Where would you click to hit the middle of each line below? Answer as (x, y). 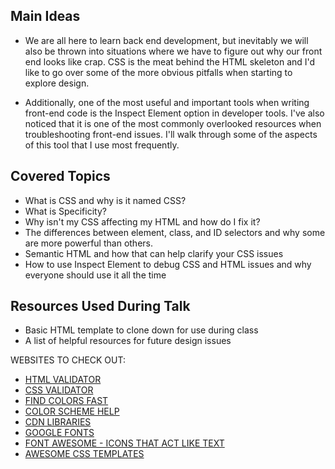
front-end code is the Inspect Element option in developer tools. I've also (174, 113)
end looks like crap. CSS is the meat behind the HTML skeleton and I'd (170, 61)
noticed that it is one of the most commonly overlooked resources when (173, 123)
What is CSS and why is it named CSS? (105, 200)
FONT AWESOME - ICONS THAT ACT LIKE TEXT (124, 443)
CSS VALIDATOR (59, 390)
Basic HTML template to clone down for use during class (141, 330)
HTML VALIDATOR (63, 380)
